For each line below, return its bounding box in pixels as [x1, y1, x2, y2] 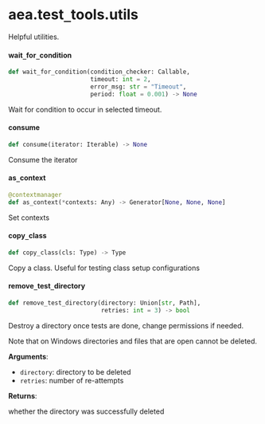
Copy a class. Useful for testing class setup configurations [8, 263, 201, 273]
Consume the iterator [8, 155, 78, 164]
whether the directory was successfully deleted [8, 406, 165, 416]
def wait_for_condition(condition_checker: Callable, [8, 68, 191, 77]
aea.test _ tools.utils [8, 6, 139, 24]
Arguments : [8, 351, 49, 361]
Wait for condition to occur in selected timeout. [8, 104, 162, 114]
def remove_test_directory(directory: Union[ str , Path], [8, 299, 201, 307]
